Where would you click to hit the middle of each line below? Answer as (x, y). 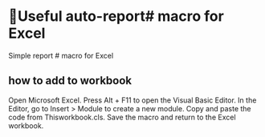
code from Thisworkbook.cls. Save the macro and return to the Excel (122, 117)
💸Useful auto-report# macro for (116, 16)
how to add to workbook (70, 81)
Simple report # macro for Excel (61, 55)
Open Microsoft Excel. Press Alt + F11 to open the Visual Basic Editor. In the (132, 100)
